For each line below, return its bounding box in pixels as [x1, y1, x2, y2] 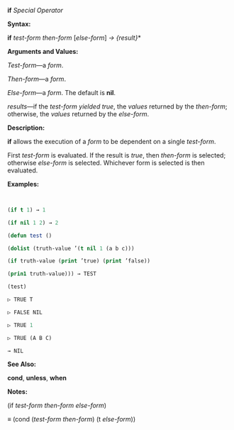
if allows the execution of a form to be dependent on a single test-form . [7, 138, 216, 145]
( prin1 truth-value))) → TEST [7, 270, 97, 277]
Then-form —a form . [7, 75, 66, 83]
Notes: [7, 387, 28, 396]
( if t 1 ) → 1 [7, 206, 46, 214]
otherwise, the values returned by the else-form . [7, 110, 150, 118]
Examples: [7, 180, 39, 188]
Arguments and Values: [7, 48, 79, 55]
